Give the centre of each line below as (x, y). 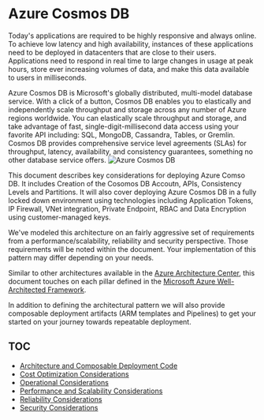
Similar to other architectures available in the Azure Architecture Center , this (132, 272)
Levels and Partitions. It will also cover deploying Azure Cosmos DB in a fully (132, 192)
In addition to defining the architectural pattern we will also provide (117, 305)
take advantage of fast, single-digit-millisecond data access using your (123, 126)
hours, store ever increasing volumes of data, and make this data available (129, 69)
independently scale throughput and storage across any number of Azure (127, 109)
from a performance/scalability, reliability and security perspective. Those (128, 241)
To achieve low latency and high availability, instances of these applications (131, 43)
